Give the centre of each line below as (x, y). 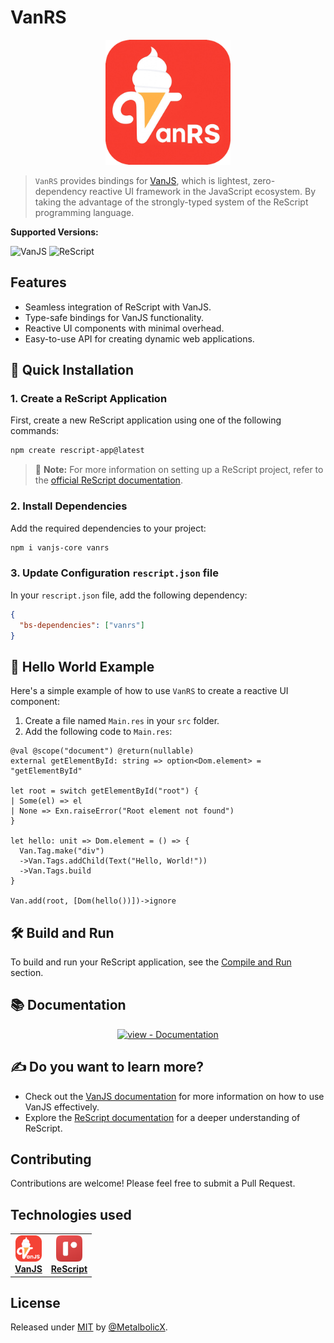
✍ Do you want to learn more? (107, 1067)
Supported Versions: (54, 232)
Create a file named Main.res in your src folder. (122, 721)
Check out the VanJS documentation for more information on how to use (174, 1096)
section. (27, 973)
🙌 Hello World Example (82, 666)
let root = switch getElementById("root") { (104, 791)
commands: (35, 431)
